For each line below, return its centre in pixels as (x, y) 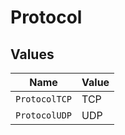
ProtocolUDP (44, 115)
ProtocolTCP (44, 99)
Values (32, 54)
